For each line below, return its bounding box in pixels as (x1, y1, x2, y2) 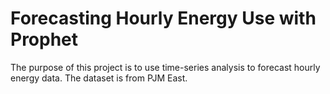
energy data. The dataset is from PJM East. (10, 72, 188, 84)
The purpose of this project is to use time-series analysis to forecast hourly (10, 61, 321, 73)
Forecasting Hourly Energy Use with (10, 7, 317, 30)
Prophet (10, 28, 79, 51)
